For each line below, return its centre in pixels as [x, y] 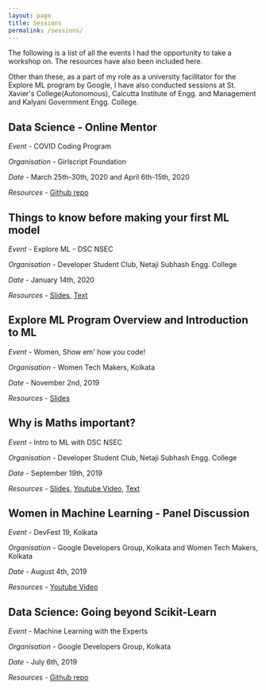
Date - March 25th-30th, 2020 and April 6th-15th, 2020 [99, 177]
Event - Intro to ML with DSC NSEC [66, 442]
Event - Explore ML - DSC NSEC [61, 249]
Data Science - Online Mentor [83, 127]
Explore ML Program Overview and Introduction [128, 320]
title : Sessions [35, 23]
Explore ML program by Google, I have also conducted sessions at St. [122, 85]
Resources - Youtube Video [53, 587]
